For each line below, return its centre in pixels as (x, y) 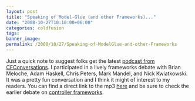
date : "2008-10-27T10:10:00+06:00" (50, 22)
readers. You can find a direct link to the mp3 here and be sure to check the (98, 86)
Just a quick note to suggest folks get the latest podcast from (80, 61)
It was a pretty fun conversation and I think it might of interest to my (88, 79)
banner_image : (23, 39)
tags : (13, 33)
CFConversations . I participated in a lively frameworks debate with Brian (93, 67)
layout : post (22, 11)
